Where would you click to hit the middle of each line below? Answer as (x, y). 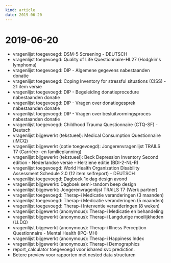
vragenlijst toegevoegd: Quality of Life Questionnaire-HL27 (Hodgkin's (87, 60)
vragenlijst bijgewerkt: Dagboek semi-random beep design (75, 184)
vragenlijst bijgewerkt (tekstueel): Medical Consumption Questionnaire (87, 135)
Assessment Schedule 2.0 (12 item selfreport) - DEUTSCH (74, 174)
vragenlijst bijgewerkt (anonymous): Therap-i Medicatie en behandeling (88, 211)
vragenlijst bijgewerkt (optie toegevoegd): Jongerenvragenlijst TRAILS (87, 147)
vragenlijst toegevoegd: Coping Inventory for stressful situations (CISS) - (89, 81)
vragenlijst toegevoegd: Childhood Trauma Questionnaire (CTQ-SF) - (85, 125)
